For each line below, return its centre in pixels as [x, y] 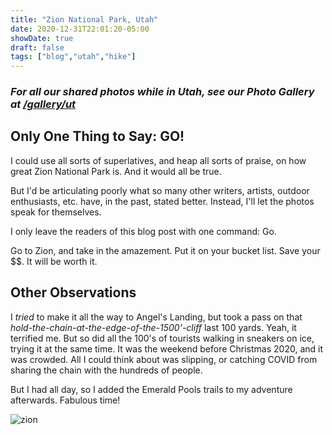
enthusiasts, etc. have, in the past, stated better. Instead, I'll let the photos [162, 201]
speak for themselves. [56, 212]
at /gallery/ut [43, 104]
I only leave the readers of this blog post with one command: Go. [143, 231]
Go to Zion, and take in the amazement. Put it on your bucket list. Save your [165, 250]
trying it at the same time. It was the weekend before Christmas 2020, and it [167, 348]
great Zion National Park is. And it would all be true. [116, 171]
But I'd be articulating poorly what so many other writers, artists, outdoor [160, 190]
